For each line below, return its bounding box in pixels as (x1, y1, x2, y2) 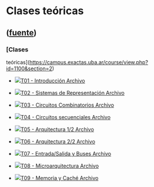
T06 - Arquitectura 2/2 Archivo (20, 137, 96, 145)
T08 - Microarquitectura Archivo (20, 162, 99, 169)
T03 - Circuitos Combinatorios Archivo (20, 101, 115, 109)
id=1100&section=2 (6, 65, 53, 72)
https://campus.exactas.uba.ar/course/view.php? (29, 58, 149, 65)
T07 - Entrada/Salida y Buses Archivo (20, 150, 112, 157)
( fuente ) (6, 28, 37, 38)
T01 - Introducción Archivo (20, 77, 85, 84)
